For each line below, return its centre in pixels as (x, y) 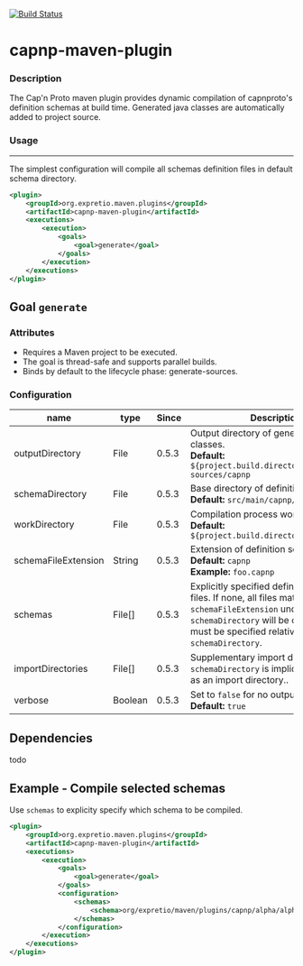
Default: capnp (220, 561)
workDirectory (44, 525)
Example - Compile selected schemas (117, 788)
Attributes (32, 332)
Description (36, 78)
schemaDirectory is (230, 669)
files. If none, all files (234, 598)
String (125, 561)
